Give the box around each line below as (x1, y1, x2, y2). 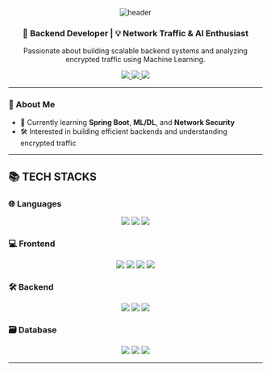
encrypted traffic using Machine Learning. (65, 55, 206, 65)
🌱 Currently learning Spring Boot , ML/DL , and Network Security (19, 117, 236, 127)
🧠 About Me (8, 99, 56, 111)
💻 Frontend (8, 238, 56, 249)
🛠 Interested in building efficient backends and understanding (19, 126, 227, 136)
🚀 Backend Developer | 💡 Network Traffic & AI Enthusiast (23, 27, 248, 39)
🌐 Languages (8, 198, 62, 209)
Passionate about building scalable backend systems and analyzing (23, 46, 248, 56)
